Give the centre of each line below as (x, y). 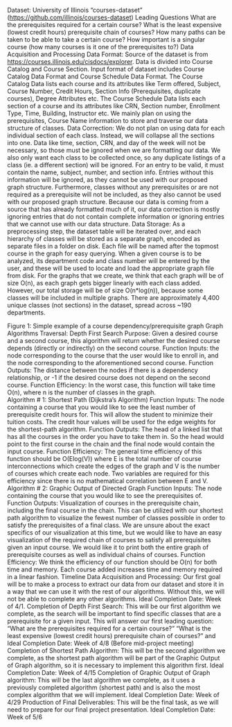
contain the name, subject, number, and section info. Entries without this (110, 172)
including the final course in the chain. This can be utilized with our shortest (115, 510)
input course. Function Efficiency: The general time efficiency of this (105, 451)
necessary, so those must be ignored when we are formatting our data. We (114, 150)
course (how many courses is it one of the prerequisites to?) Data (100, 47)
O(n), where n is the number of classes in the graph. (82, 392)
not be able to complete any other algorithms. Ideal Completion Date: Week (114, 599)
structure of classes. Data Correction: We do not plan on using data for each (116, 128)
